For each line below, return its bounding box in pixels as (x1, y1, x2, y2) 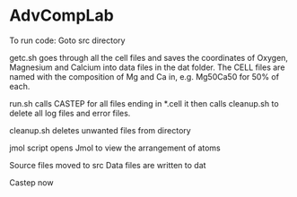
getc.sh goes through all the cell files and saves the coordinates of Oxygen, (9, 52, 289, 63)
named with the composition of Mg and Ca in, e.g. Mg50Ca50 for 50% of (9, 71, 280, 81)
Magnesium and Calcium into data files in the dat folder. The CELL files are (9, 62, 285, 73)
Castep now (9, 176, 54, 188)
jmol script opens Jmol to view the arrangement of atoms (9, 142, 222, 153)
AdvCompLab (9, 5, 114, 26)
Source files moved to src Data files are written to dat (9, 159, 206, 170)
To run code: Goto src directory (9, 35, 126, 46)
